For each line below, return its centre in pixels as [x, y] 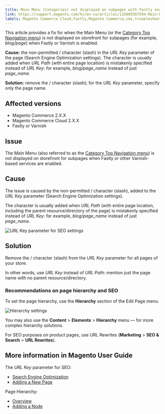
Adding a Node [27, 406]
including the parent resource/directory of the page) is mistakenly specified [82, 210]
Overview [22, 401]
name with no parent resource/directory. [46, 278]
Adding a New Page [32, 382]
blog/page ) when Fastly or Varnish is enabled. [52, 43]
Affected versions [33, 103]
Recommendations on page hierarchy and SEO [62, 290]
